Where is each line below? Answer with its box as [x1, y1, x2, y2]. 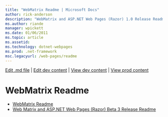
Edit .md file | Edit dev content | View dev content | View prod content [5, 67, 149, 73]
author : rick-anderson [5, 12, 52, 17]
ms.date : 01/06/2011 [5, 30, 48, 35]
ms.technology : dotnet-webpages [5, 44, 72, 49]
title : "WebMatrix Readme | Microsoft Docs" [5, 7, 99, 12]
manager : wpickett [5, 26, 43, 31]
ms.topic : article [5, 35, 43, 40]
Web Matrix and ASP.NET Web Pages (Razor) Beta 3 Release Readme [12, 107, 156, 113]
